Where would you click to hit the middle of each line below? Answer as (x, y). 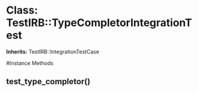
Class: (22, 10)
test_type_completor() (48, 82)
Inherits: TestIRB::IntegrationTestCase (53, 51)
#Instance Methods (30, 63)
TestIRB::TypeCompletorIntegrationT (99, 23)
